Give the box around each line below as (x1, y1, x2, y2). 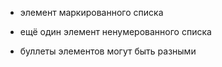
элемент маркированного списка (19, 7, 164, 18)
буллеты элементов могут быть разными (19, 45, 197, 57)
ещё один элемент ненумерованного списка (19, 26, 212, 37)
